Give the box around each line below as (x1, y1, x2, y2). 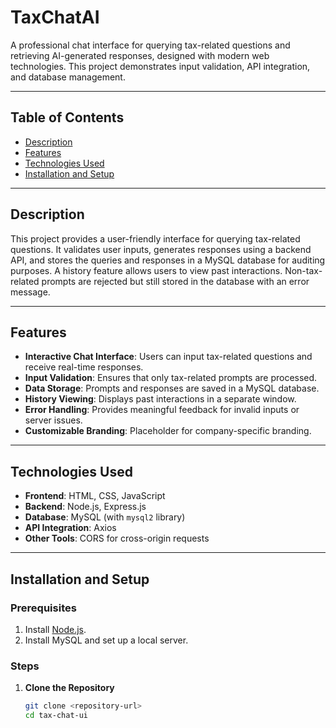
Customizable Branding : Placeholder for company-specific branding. (24, 425, 312, 437)
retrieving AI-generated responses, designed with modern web (10, 49, 270, 61)
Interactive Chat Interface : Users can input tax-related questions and (24, 351, 313, 363)
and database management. (10, 71, 126, 83)
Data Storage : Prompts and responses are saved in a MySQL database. (24, 382, 320, 395)
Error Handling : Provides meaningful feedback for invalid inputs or (24, 404, 300, 416)
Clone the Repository (24, 682, 115, 694)
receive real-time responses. (24, 361, 144, 373)
